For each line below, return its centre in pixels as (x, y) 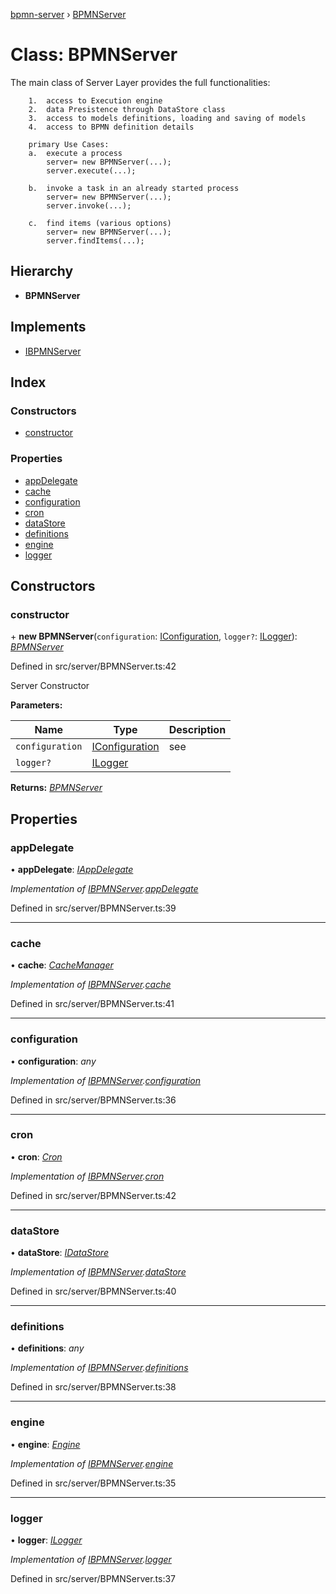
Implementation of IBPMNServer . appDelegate (104, 888)
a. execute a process (75, 153)
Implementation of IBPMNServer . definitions (99, 1368)
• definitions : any (47, 1348)
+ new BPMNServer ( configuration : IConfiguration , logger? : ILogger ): (154, 636)
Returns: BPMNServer (56, 788)
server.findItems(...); (95, 240)
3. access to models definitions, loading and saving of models (167, 118)
